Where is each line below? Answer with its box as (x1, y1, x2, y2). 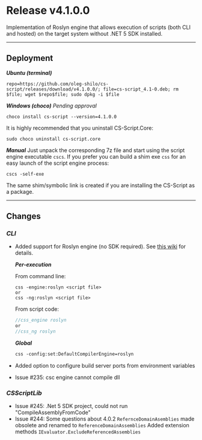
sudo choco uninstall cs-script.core (6, 136, 101, 142)
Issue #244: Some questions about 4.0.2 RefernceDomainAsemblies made (14, 415, 195, 422)
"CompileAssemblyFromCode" (14, 409, 91, 416)
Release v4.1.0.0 (6, 4, 90, 18)
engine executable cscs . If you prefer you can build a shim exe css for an (6, 153, 186, 160)
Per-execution (14, 261, 52, 269)
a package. (6, 188, 34, 195)
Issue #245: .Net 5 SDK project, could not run (14, 403, 128, 410)
